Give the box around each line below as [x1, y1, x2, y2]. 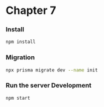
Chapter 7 [5, 4, 57, 18]
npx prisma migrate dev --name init [5, 67, 98, 73]
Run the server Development [5, 81, 92, 89]
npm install [5, 39, 36, 45]
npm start [5, 95, 31, 101]
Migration [5, 53, 35, 62]
